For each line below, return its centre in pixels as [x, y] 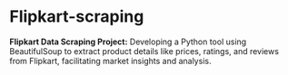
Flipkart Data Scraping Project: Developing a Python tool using [128, 42]
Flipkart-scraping [77, 17]
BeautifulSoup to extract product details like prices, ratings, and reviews [144, 51]
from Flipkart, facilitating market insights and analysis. [110, 61]
